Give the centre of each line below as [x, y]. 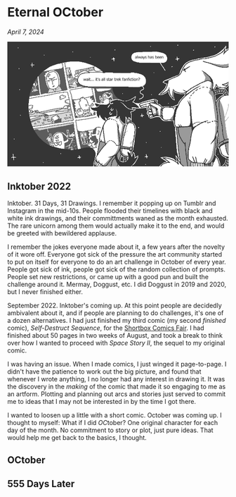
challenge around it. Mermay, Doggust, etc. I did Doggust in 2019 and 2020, [117, 284]
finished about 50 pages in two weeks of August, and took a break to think [115, 336]
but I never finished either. [45, 292]
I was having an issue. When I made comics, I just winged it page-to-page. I [117, 364]
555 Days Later [41, 484]
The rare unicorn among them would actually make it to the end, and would [116, 226]
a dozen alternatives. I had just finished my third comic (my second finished [117, 321]
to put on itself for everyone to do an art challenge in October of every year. [117, 262]
